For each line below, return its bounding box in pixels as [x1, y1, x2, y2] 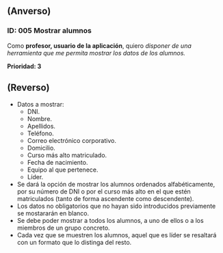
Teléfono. [27, 129, 55, 137]
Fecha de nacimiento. [27, 158, 88, 166]
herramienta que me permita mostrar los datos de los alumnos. [7, 49, 186, 57]
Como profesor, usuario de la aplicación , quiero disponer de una [7, 41, 192, 50]
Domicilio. [27, 144, 56, 152]
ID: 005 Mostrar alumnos [7, 26, 92, 36]
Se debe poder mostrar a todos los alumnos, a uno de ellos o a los [16, 216, 204, 224]
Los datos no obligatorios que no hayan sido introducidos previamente [16, 202, 216, 210]
